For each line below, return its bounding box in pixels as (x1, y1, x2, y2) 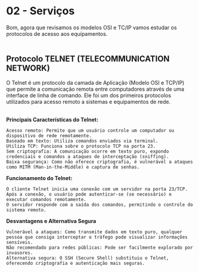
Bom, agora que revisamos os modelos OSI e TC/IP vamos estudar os (6, 24, 177, 31)
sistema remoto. (6, 207, 46, 213)
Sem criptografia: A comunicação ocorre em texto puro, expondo (6, 148, 169, 154)
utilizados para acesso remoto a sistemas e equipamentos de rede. (6, 98, 171, 105)
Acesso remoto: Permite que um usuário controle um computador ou (6, 127, 175, 134)
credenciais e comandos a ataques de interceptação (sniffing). (6, 153, 169, 159)
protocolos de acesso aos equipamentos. (6, 30, 108, 37)
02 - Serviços (6, 4, 75, 18)
